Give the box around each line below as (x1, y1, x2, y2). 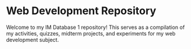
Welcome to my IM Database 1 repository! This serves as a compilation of (6, 24, 185, 31)
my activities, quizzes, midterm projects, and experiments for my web (6, 30, 176, 37)
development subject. (6, 36, 59, 43)
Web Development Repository (6, 4, 157, 18)
